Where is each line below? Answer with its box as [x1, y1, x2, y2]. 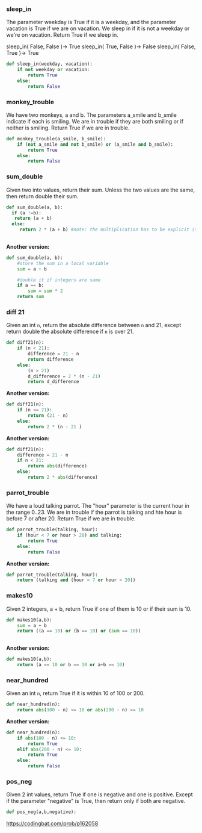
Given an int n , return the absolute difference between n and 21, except [6, 322, 182, 329]
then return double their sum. [6, 192, 79, 200]
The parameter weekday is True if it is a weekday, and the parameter [6, 19, 176, 26]
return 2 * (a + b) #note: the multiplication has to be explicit [19, 226, 189, 233]
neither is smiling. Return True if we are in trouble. [6, 124, 130, 131]
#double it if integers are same [17, 276, 101, 283]
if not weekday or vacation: [17, 67, 90, 73]
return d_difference [28, 379, 79, 385]
